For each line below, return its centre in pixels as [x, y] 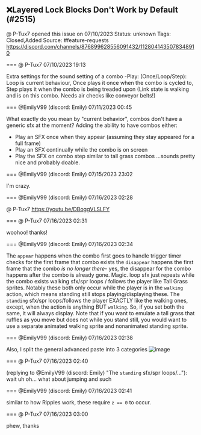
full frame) [28, 143]
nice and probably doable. [47, 162]
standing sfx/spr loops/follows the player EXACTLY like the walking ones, [97, 300]
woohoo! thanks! [27, 232]
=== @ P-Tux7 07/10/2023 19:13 [46, 64]
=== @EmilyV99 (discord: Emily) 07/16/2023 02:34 [70, 244]
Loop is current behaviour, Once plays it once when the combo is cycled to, [100, 82]
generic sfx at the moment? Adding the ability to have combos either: [92, 125]
